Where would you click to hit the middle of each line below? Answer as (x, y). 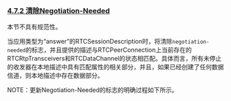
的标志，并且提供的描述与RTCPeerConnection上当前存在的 (109, 50)
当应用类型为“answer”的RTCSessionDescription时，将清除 (90, 42)
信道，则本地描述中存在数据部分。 (55, 76)
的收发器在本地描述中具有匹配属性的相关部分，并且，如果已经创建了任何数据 (115, 67)
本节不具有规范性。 (34, 27)
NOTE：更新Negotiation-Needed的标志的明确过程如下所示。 (93, 90)
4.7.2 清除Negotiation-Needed (58, 10)
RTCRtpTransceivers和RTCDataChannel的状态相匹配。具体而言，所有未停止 (114, 59)
